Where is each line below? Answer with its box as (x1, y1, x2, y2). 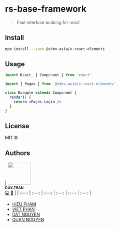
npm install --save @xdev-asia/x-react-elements (5, 46, 105, 52)
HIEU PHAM (12, 201, 36, 207)
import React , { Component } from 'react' (5, 73, 92, 78)
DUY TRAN (5, 186, 24, 191)
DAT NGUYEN (12, 211, 40, 217)
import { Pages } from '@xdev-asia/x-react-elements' (5, 82, 116, 87)
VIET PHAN (12, 207, 35, 212)
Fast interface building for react (16, 19, 80, 25)
